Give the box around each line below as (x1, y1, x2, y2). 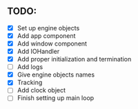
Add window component (17, 39, 88, 48)
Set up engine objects (17, 23, 80, 32)
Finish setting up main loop (17, 94, 95, 102)
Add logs (17, 63, 43, 71)
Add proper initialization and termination (17, 55, 132, 63)
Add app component (17, 31, 76, 40)
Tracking (17, 79, 43, 87)
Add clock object (17, 86, 66, 95)
